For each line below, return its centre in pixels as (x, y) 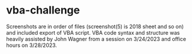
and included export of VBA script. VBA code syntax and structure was (93, 32)
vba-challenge (43, 10)
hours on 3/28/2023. (32, 45)
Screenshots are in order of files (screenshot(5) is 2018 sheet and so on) (95, 26)
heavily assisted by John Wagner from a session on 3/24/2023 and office (96, 39)
